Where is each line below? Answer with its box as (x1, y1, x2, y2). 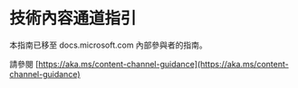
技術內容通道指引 (9, 8, 138, 29)
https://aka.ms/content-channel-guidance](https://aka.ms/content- (38, 58, 289, 69)
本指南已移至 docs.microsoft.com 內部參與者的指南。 (9, 40, 208, 50)
